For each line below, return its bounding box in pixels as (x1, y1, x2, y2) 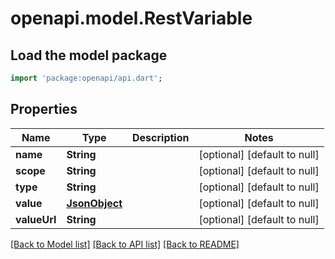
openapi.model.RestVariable (10, 7, 253, 30)
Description (132, 130, 190, 144)
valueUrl (15, 212, 57, 226)
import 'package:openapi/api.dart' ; (10, 73, 163, 83)
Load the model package (10, 47, 168, 64)
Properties (10, 101, 78, 118)
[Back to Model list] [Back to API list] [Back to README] (10, 238, 240, 250)
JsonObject (66, 196, 123, 210)
